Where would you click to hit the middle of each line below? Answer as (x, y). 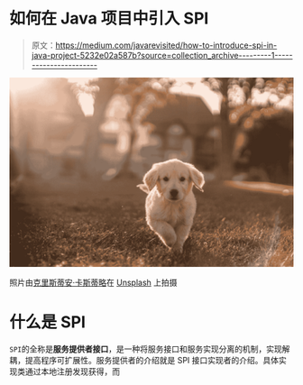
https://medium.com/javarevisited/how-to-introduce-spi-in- (166, 45)
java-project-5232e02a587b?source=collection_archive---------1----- (162, 55)
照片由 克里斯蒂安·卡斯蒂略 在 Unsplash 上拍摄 (93, 282)
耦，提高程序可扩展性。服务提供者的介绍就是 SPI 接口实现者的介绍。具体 (144, 360)
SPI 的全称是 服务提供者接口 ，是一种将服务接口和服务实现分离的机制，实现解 (150, 349)
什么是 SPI (47, 322)
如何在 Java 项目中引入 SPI (109, 18)
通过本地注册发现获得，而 (72, 371)
